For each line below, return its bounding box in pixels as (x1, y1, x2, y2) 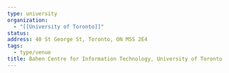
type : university (7, 10, 58, 17)
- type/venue (13, 49, 52, 56)
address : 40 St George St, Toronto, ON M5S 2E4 (7, 36, 148, 43)
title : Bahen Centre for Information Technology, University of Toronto (7, 56, 223, 63)
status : (7, 29, 30, 37)
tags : (7, 42, 23, 49)
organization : (7, 17, 49, 24)
